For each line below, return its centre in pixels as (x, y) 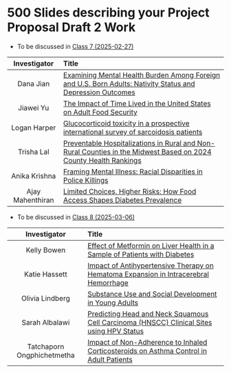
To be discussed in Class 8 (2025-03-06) (76, 217)
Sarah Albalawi (46, 322)
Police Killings (86, 180)
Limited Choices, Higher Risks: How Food (130, 191)
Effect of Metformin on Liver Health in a (151, 245)
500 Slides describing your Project (108, 13)
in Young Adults (113, 303)
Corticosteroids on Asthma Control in (147, 351)
